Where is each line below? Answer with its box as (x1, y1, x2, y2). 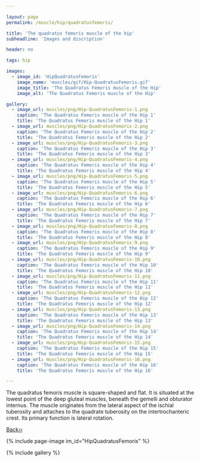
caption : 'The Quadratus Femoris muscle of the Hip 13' (17, 312, 159, 318)
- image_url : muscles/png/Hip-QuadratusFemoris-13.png (11, 306, 151, 312)
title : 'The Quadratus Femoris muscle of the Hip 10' (17, 267, 153, 273)
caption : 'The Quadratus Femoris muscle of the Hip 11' (17, 279, 159, 285)
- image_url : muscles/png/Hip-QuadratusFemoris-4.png (11, 156, 148, 163)
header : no (6, 47, 33, 53)
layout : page (6, 14, 39, 20)
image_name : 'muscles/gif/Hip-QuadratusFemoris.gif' (17, 79, 151, 85)
